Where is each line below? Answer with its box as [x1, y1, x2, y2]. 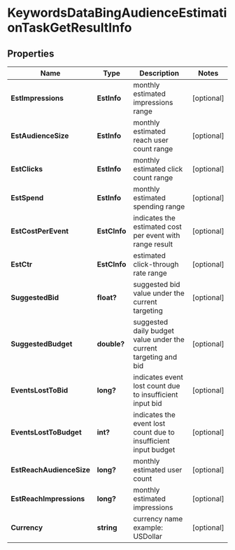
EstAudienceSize [10, 131, 69, 141]
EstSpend [10, 193, 44, 202]
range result [132, 239, 173, 249]
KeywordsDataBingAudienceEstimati [7, 5, 227, 21]
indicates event [132, 372, 184, 382]
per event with [132, 231, 180, 240]
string [97, 523, 117, 533]
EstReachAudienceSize [10, 465, 91, 474]
